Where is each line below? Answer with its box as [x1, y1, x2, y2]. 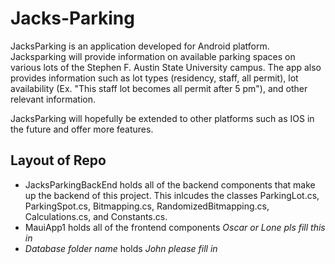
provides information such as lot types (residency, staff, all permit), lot [10, 72, 299, 84]
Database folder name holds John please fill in [24, 242, 218, 254]
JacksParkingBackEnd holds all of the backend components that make [24, 178, 316, 191]
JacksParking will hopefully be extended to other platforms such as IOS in [10, 112, 315, 124]
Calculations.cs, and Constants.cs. [24, 210, 168, 222]
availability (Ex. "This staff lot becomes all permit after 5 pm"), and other [10, 82, 308, 94]
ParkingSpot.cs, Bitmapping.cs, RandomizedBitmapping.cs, [24, 200, 270, 212]
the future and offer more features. [10, 123, 154, 135]
